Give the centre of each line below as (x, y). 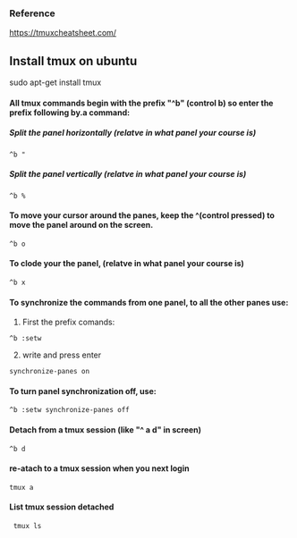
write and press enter (62, 355)
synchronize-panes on (50, 372)
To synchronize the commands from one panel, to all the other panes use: (149, 302)
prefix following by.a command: (70, 112)
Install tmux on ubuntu (73, 61)
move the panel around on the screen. (81, 225)
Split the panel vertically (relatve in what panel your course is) (128, 174)
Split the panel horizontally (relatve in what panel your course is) (133, 133)
